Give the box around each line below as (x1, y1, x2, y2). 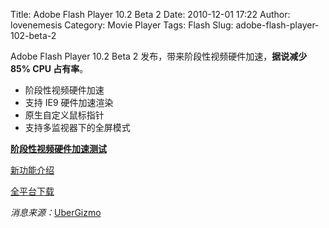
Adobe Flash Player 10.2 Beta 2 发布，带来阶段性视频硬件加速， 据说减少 (10, 50, 308, 62)
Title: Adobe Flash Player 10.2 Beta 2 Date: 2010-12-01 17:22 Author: (10, 9, 291, 20)
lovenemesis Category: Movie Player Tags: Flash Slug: (10, 19, 234, 31)
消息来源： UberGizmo (10, 207, 102, 218)
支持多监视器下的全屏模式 (24, 122, 131, 133)
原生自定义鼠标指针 (24, 109, 105, 121)
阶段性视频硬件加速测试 (10, 143, 107, 154)
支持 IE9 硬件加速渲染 (24, 97, 114, 108)
